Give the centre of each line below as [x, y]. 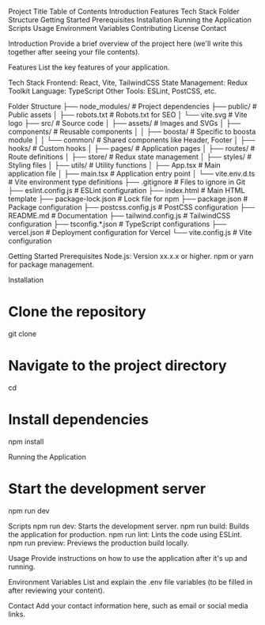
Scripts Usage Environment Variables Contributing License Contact [117, 28]
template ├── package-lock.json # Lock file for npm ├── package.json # [128, 199]
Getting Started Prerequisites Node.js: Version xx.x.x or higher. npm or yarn [131, 256]
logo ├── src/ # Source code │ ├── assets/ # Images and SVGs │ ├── [125, 123]
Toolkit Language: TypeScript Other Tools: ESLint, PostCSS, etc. [112, 91]
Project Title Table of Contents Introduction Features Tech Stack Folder [124, 11]
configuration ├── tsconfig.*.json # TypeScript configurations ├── [117, 224]
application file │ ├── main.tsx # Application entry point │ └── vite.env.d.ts [132, 174]
